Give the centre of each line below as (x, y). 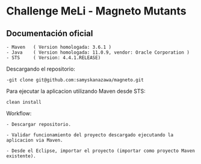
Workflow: (19, 113)
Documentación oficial (50, 33)
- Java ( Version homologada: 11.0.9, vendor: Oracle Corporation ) (98, 52)
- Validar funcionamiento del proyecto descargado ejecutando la (90, 135)
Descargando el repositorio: (41, 69)
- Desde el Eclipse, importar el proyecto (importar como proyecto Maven (101, 151)
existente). (21, 156)
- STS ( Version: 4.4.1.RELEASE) (54, 58)
